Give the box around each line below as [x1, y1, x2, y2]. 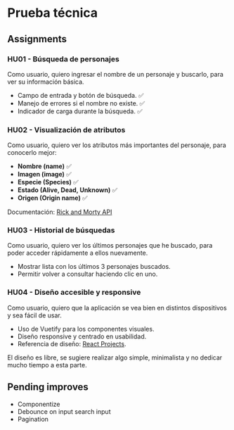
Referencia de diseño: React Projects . [17, 339, 126, 348]
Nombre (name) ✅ [17, 162, 72, 170]
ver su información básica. [7, 77, 84, 86]
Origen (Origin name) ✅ [17, 194, 88, 202]
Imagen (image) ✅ [17, 170, 72, 179]
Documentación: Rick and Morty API [7, 208, 112, 216]
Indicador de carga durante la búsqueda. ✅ [17, 107, 143, 115]
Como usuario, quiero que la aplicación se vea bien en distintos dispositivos [7, 303, 227, 312]
